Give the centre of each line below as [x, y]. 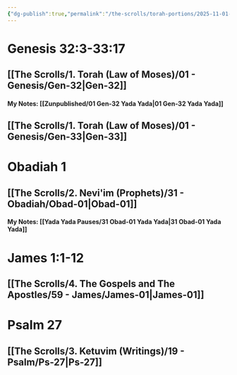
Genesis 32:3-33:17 [66, 48]
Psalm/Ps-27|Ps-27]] [55, 362]
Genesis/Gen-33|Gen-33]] [67, 137]
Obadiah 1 [37, 167]
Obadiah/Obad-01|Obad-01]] [72, 204]
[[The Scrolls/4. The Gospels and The [91, 284]
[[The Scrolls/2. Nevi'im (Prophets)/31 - [96, 193]
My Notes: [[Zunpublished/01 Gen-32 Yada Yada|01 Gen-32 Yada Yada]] [115, 104]
